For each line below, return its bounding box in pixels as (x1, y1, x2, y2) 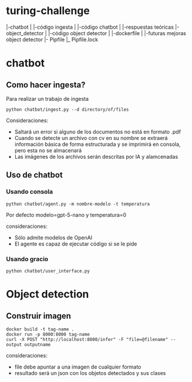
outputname (24, 342, 51, 347)
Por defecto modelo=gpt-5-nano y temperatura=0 (6, 211, 127, 218)
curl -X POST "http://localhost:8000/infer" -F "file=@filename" (6, 336, 168, 342)
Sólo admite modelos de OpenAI (14, 234, 92, 241)
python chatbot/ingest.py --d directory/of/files (6, 107, 130, 112)
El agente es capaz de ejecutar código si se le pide (14, 240, 137, 247)
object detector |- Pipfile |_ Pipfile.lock (6, 36, 98, 43)
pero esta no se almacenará (14, 146, 82, 154)
